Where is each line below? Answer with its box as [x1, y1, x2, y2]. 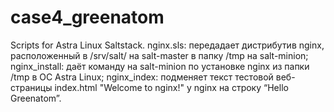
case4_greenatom [10, 6, 165, 29]
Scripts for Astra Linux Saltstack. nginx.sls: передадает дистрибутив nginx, [10, 39, 325, 51]
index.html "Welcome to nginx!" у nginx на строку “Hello [54, 81, 289, 93]
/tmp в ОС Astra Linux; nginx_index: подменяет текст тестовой [10, 71, 274, 83]
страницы [10, 81, 53, 93]
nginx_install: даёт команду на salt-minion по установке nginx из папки [10, 60, 310, 72]
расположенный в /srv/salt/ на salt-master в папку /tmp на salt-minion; [10, 49, 309, 61]
